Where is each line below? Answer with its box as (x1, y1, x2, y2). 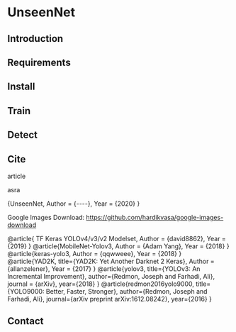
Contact (7, 315, 44, 327)
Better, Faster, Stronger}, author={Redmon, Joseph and (45, 287, 208, 295)
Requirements (7, 56, 71, 68)
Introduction (7, 33, 64, 45)
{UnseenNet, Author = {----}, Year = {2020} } (7, 199, 140, 208)
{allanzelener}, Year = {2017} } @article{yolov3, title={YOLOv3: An (7, 264, 201, 273)
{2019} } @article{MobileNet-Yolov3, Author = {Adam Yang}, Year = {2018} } (7, 242, 230, 250)
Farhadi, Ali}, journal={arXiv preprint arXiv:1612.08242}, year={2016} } (7, 294, 213, 303)
